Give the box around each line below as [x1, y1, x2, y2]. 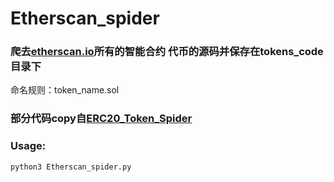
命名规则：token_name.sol [10, 84, 120, 96]
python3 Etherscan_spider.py [10, 162, 132, 172]
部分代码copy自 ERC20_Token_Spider [10, 112, 193, 126]
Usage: [10, 139, 47, 153]
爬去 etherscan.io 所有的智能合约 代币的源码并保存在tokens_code [10, 45, 324, 59]
